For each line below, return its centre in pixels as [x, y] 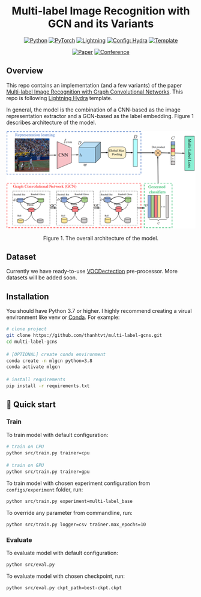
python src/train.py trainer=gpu [48, 472]
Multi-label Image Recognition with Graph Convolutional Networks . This [94, 92]
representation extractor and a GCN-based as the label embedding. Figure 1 [100, 116]
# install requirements [36, 380]
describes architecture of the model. [51, 122]
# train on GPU [25, 466]
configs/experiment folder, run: [45, 490]
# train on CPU [25, 447]
